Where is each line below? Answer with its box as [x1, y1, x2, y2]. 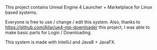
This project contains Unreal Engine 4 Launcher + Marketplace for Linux [5, 4, 153, 10]
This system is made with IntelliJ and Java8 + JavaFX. [5, 39, 116, 45]
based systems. [5, 9, 38, 15]
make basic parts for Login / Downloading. [5, 30, 92, 35]
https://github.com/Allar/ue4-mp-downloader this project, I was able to [5, 24, 150, 30]
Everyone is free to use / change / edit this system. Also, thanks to [5, 19, 141, 25]
